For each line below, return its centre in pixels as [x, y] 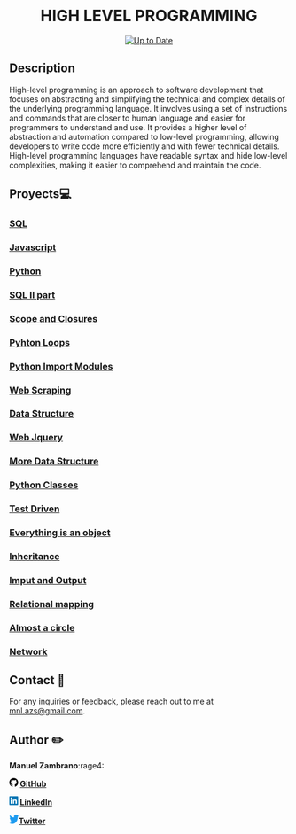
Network [28, 651]
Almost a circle [42, 627]
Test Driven [35, 509]
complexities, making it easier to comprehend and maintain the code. [135, 165]
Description [42, 69]
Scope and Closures [54, 318]
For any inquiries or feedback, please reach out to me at [112, 701]
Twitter [32, 821]
